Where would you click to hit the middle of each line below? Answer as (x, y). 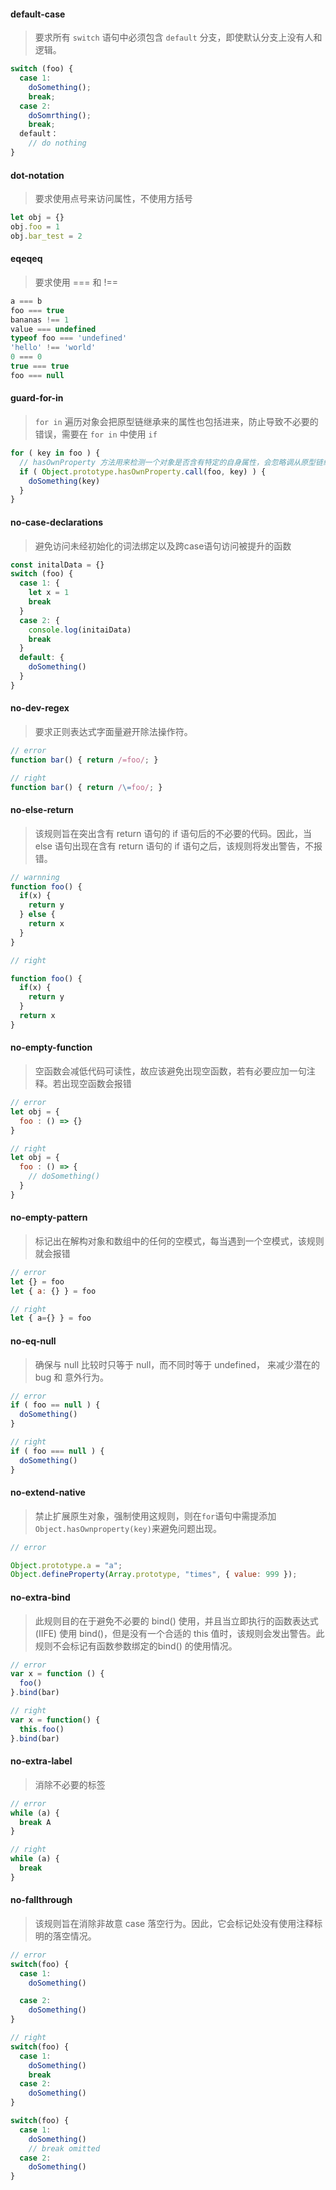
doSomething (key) (64, 481)
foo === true (37, 310)
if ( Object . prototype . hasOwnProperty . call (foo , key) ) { (143, 471)
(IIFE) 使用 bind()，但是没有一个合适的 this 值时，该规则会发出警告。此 (179, 1633)
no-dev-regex (40, 708)
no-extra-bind (40, 1597)
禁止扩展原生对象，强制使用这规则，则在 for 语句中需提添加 (155, 1516)
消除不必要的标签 (70, 1784)
